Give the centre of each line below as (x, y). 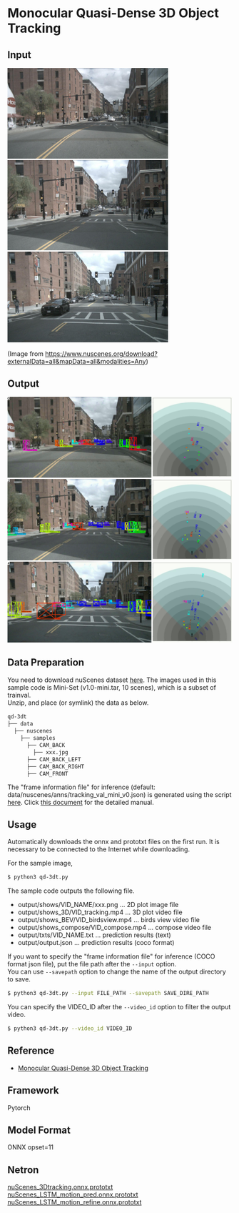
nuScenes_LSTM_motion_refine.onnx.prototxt (75, 1202)
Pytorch (19, 1108)
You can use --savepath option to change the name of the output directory (117, 972)
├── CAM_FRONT (47, 773)
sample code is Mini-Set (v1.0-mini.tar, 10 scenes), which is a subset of (112, 687)
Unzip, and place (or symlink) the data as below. (78, 703)
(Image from (26, 353)
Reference (31, 1051)
